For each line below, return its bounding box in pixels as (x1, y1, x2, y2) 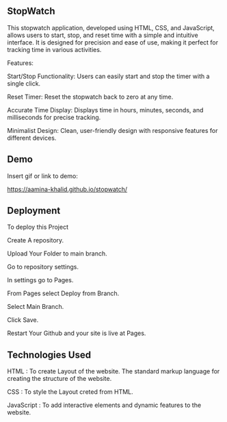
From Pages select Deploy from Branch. (7, 289, 120, 297)
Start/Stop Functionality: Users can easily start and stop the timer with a (7, 72, 210, 80)
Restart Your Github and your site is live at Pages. (7, 329, 146, 338)
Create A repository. (7, 236, 64, 245)
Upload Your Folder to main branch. (7, 249, 107, 258)
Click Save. (7, 316, 39, 324)
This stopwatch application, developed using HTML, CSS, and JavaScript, (7, 23, 215, 32)
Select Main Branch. (7, 303, 64, 311)
